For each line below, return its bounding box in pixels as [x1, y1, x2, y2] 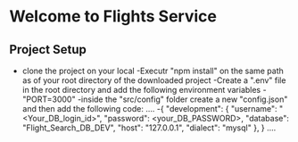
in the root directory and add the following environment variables [21, 85, 261, 95]
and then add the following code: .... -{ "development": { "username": [21, 104, 278, 113]
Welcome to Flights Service [9, 6, 217, 27]
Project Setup [9, 42, 87, 57]
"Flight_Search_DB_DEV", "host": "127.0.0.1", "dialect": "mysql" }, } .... [21, 122, 277, 133]
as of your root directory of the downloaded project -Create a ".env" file [21, 75, 286, 86]
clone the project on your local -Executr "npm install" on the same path [21, 65, 284, 76]
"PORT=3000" [21, 94, 76, 104]
